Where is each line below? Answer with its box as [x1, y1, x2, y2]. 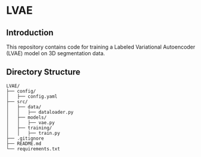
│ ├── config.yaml [6, 93, 58, 99]
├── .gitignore [6, 135, 44, 141]
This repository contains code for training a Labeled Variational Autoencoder [6, 43, 196, 50]
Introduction [6, 28, 54, 38]
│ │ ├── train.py [6, 130, 61, 136]
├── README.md [6, 140, 42, 147]
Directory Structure [6, 67, 81, 77]
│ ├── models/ [6, 114, 47, 120]
